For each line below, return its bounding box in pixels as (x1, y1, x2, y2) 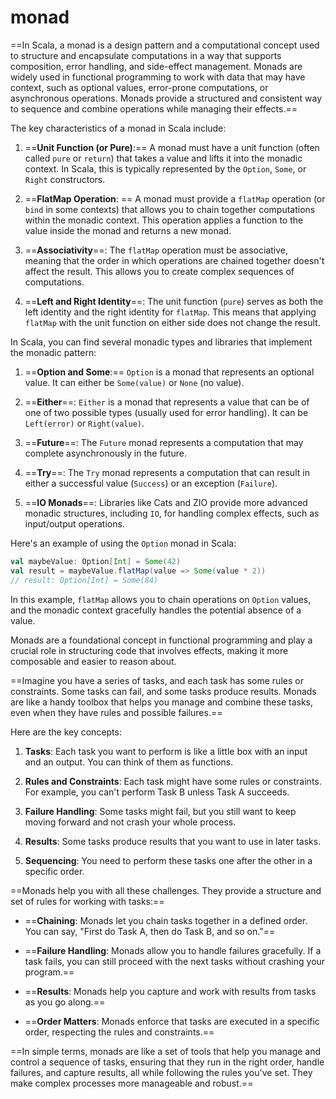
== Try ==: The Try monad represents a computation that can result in (24, 466, 310, 478)
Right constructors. (24, 173, 106, 185)
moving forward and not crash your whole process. (24, 816, 237, 828)
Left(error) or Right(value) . (24, 417, 145, 429)
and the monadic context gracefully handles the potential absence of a (10, 604, 302, 616)
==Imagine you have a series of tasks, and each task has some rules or (10, 674, 304, 686)
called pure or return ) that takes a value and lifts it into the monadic (24, 152, 303, 164)
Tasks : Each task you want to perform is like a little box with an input (24, 745, 308, 757)
